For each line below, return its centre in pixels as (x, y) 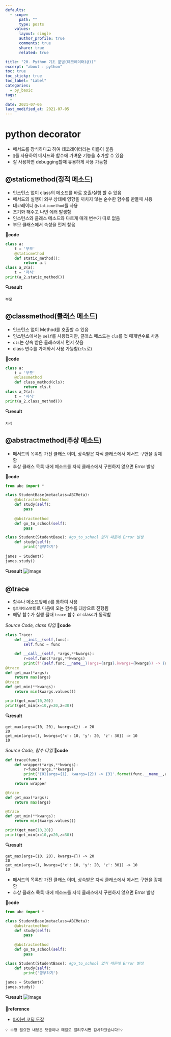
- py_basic (21, 90)
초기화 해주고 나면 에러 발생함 (42, 211)
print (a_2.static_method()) (35, 277)
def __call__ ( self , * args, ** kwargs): (54, 654)
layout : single (35, 34)
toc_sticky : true (24, 76)
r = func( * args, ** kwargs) (49, 770)
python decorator (43, 134)
